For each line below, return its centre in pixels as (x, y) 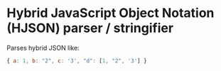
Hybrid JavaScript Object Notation (110, 13)
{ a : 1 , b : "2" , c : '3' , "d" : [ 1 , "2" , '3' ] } (77, 61)
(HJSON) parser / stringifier (90, 28)
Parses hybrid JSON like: (43, 48)
